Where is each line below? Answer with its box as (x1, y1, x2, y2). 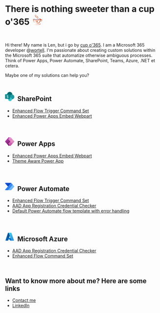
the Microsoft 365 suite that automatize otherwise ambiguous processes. (5, 52, 153, 58)
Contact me (12, 297, 36, 303)
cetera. (5, 63, 20, 69)
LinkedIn (12, 303, 30, 308)
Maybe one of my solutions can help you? (5, 72, 90, 78)
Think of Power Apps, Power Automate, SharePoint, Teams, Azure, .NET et (5, 57, 155, 63)
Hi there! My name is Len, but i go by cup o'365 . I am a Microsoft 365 (5, 42, 145, 48)
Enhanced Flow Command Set (12, 253, 73, 259)
